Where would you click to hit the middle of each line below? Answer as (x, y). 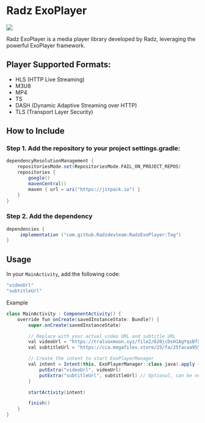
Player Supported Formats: (59, 65)
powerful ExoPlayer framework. (46, 45)
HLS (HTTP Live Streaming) (50, 79)
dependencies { (26, 229)
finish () (39, 403)
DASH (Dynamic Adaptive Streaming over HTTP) (76, 105)
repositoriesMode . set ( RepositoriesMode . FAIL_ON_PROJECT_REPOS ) (99, 167)
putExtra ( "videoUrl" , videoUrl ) (80, 370)
